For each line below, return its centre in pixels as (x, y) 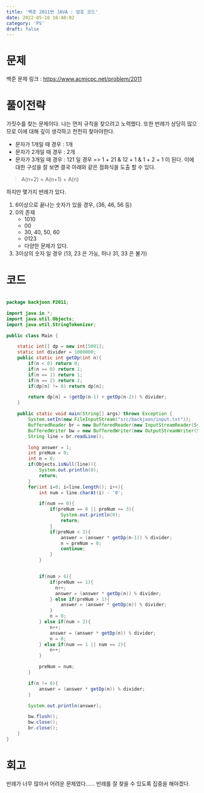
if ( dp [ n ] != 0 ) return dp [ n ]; (66, 386)
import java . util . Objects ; (40, 319)
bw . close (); (43, 722)
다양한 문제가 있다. (46, 246)
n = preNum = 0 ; (81, 543)
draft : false (23, 29)
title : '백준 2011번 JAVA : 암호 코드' (52, 12)
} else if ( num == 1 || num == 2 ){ (82, 645)
